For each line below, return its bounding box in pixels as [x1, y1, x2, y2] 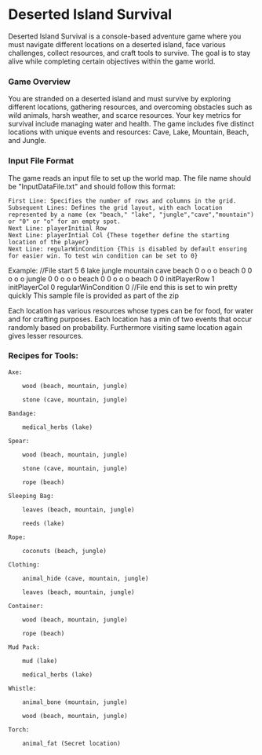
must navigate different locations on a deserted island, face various [8, 39, 226, 49]
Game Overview [8, 76, 71, 87]
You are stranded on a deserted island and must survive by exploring [8, 94, 231, 104]
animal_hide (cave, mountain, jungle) [22, 574, 149, 582]
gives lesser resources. [8, 331, 84, 340]
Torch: [8, 725, 30, 734]
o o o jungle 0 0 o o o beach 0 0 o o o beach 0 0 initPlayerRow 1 [8, 273, 215, 284]
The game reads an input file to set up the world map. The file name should [8, 173, 252, 182]
